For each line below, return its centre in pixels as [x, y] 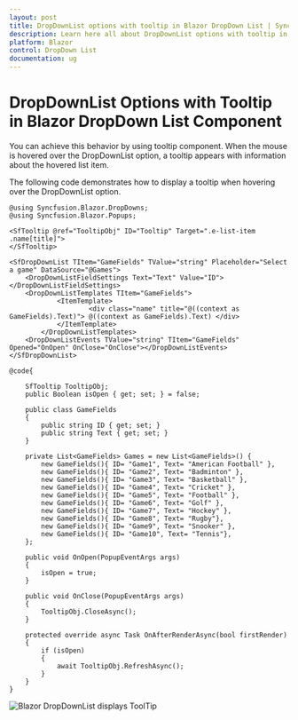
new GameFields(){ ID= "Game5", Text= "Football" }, [141, 495]
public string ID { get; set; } [101, 425]
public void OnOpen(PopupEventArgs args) [102, 557]
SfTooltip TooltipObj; [67, 386]
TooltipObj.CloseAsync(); [89, 612]
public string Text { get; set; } [105, 433]
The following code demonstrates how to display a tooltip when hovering [142, 182]
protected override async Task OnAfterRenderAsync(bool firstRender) [157, 635]
